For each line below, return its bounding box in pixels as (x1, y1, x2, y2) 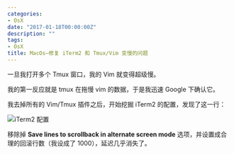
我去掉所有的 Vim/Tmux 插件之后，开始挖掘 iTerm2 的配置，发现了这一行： (7, 100, 226, 108)
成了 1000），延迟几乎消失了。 (62, 138, 151, 147)
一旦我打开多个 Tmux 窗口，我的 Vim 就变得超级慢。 (7, 70, 160, 78)
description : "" (7, 30, 55, 37)
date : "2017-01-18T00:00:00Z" (7, 23, 97, 30)
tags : (7, 37, 23, 44)
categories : (7, 10, 43, 18)
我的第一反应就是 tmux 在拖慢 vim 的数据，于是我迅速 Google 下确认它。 (7, 85, 220, 93)
